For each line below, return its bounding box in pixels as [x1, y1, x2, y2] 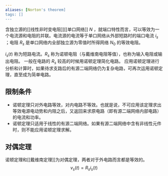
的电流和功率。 [12, 114, 43, 120]
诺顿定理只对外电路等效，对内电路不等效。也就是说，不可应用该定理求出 [12, 102, 161, 108]
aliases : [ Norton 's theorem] [5, 7, 66, 12]
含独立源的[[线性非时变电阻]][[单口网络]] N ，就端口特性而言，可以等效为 [5, 26, 155, 32]
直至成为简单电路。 [13, 71, 53, 77]
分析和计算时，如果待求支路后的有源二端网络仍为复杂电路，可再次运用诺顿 [5, 65, 158, 71]
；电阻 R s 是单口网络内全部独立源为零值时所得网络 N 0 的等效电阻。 [5, 39, 143, 47]
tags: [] [5, 12, 23, 17]
